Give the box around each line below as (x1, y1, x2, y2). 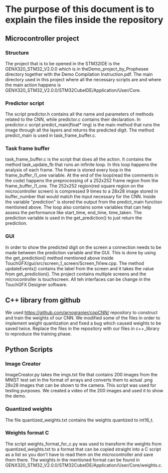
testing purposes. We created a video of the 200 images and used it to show (5, 388, 163, 394)
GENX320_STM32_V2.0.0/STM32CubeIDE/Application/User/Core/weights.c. (5, 462, 162, 468)
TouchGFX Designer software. (5, 281, 68, 287)
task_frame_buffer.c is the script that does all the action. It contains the (5, 156, 152, 163)
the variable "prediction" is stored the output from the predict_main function (5, 199, 162, 205)
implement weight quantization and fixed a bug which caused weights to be (5, 320, 161, 326)
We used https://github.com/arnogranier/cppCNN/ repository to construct (5, 309, 158, 316)
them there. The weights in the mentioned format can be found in (5, 456, 140, 462)
